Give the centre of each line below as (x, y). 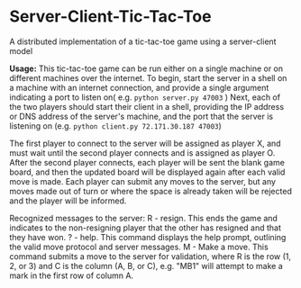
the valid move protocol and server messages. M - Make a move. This (139, 247)
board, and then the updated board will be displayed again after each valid (147, 172)
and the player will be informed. (68, 201)
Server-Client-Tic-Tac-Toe (110, 17)
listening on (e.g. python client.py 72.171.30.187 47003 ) (116, 126)
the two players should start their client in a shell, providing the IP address (147, 106)
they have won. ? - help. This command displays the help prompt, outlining (148, 237)
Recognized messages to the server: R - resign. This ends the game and (143, 218)
